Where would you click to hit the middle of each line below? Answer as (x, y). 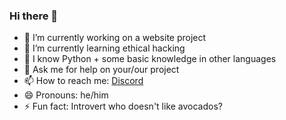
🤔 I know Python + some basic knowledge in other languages (150, 59)
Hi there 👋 (34, 16)
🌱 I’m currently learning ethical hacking (104, 48)
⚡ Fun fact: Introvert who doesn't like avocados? (123, 106)
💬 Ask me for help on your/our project (101, 70)
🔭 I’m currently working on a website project (115, 38)
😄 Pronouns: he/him (66, 95)
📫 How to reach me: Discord (83, 81)
